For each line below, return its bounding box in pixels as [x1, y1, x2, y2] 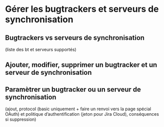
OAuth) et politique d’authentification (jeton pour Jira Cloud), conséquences [5, 111, 159, 117]
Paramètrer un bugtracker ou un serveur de [5, 85, 141, 94]
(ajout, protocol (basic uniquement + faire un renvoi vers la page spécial [5, 106, 151, 112]
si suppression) [5, 117, 36, 123]
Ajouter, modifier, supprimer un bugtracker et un [5, 61, 158, 69]
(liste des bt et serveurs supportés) [5, 47, 77, 52]
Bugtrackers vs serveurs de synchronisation [5, 33, 145, 42]
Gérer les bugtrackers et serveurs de [5, 3, 159, 15]
